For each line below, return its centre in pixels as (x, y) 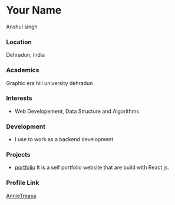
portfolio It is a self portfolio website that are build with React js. (92, 167)
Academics (23, 70)
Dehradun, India (26, 55)
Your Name (34, 10)
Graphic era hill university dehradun (49, 83)
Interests (19, 98)
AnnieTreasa (21, 196)
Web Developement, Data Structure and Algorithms (77, 111)
